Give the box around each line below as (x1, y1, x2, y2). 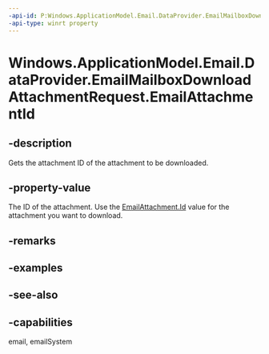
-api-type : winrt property (8, 19, 98, 27)
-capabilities (8, 316, 74, 329)
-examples (8, 261, 63, 275)
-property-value (8, 181, 91, 195)
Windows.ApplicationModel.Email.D (8, 54, 255, 72)
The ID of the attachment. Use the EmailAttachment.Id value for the (8, 202, 230, 212)
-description (8, 137, 72, 151)
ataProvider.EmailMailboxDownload (8, 70, 252, 89)
